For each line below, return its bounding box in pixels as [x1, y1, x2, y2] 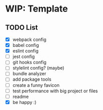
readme [12, 93, 29, 99]
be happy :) [12, 99, 37, 105]
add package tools [12, 76, 51, 82]
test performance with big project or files [12, 88, 98, 94]
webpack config [12, 36, 46, 42]
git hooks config [12, 59, 47, 66]
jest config [12, 53, 35, 60]
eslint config [12, 48, 39, 54]
